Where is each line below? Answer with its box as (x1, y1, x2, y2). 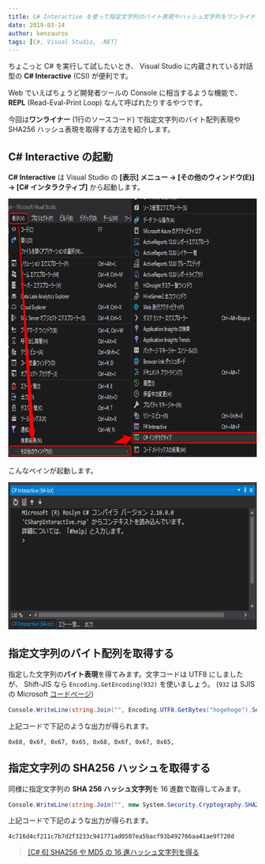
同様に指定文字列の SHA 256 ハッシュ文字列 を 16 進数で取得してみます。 (8, 783, 245, 794)
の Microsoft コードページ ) (8, 689, 95, 699)
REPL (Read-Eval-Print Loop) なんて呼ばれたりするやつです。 (8, 98, 207, 108)
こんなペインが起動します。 (8, 466, 98, 476)
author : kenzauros (8, 29, 69, 37)
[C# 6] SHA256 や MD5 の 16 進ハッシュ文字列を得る (27, 847, 200, 857)
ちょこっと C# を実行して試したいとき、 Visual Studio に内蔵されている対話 (8, 62, 254, 71)
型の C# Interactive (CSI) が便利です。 (8, 71, 132, 81)
